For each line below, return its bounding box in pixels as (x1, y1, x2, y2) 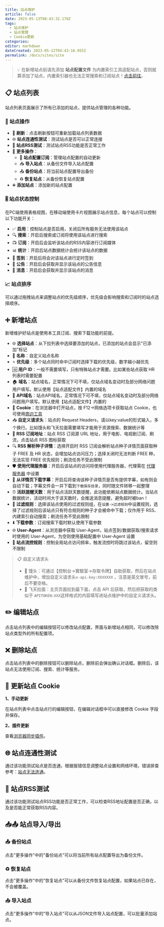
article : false (5, 12, 36, 17)
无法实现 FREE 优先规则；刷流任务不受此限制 (12, 457, 102, 463)
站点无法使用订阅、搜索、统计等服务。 (5, 666, 82, 672)
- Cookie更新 (9, 35, 35, 40)
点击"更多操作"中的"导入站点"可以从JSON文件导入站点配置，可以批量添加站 (5, 911, 158, 917)
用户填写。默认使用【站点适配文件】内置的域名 (12, 386, 106, 392)
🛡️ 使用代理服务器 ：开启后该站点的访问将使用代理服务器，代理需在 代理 (12, 463, 155, 468)
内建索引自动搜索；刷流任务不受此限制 (12, 513, 89, 519)
